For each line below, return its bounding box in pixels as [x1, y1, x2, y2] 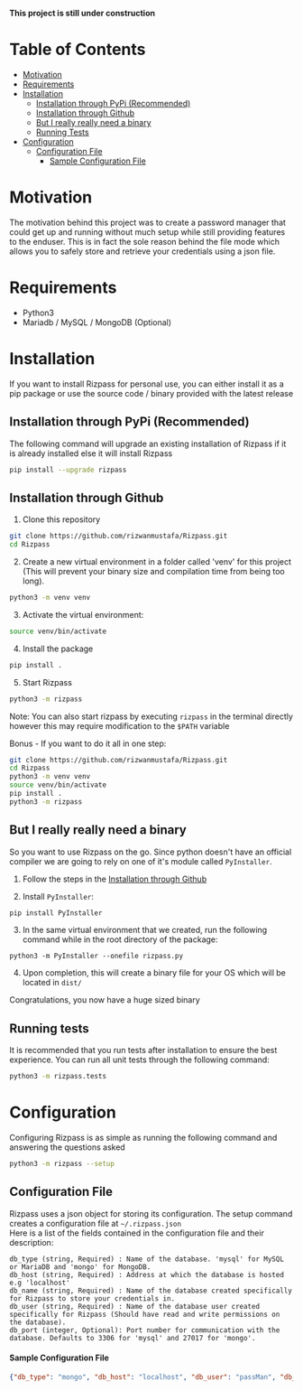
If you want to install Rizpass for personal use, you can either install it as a [9, 378, 284, 389]
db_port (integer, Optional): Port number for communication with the [9, 1325, 280, 1335]
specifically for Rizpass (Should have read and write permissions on [9, 1310, 280, 1319]
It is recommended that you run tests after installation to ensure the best [9, 1045, 278, 1056]
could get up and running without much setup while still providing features [9, 226, 286, 238]
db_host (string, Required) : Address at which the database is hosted [9, 1270, 284, 1279]
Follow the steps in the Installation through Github [22, 873, 207, 884]
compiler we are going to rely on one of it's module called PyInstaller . [9, 855, 272, 866]
